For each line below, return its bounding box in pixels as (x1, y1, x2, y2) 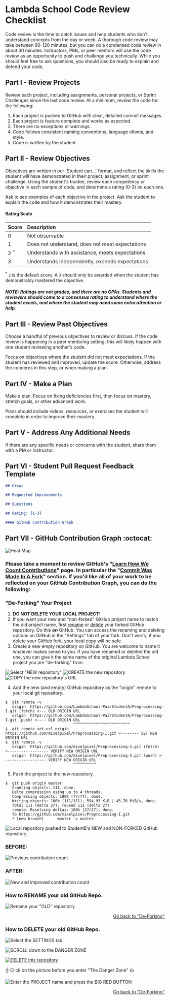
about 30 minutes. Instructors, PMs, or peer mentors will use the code (5, 47, 151, 53)
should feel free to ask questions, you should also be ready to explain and (5, 58, 159, 64)
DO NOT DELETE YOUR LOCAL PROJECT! (12, 611, 101, 617)
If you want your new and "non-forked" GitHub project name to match (12, 616, 158, 622)
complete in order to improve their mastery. (5, 413, 96, 420)
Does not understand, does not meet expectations (27, 240, 146, 247)
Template (5, 470, 36, 479)
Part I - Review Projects (5, 78, 80, 87)
